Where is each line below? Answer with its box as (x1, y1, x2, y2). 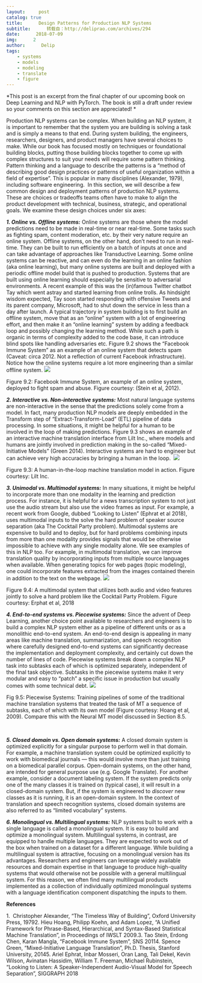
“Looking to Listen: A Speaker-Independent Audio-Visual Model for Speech (6, 964, 192, 971)
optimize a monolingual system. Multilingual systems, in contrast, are (6, 831, 177, 838)
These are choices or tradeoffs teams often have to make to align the (6, 194, 177, 201)
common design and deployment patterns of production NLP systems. (6, 187, 180, 195)
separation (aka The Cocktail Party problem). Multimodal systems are (6, 523, 179, 530)
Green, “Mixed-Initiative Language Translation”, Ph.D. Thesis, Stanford (6, 944, 180, 952)
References (6, 900, 36, 908)
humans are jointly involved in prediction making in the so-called (6, 441, 166, 448)
